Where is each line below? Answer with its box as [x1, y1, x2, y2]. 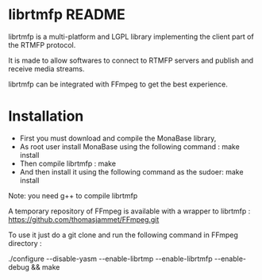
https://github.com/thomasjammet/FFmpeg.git [8, 214, 160, 224]
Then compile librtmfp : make [19, 159, 117, 168]
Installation [8, 107, 84, 125]
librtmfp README [8, 6, 125, 24]
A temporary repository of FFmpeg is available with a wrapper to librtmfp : [8, 206, 251, 216]
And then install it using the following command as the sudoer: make [19, 167, 244, 176]
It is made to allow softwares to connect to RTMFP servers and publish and [8, 56, 254, 65]
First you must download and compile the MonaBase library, [19, 133, 217, 143]
